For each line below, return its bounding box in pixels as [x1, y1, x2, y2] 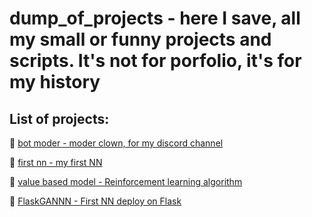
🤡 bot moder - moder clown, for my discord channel [9, 137, 224, 149]
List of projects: [9, 110, 110, 127]
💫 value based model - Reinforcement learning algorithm [9, 176, 243, 187]
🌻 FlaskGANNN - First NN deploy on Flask [9, 195, 182, 207]
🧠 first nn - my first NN [9, 157, 103, 168]
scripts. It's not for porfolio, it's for [9, 50, 302, 72]
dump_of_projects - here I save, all [9, 7, 301, 30]
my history [9, 71, 101, 94]
